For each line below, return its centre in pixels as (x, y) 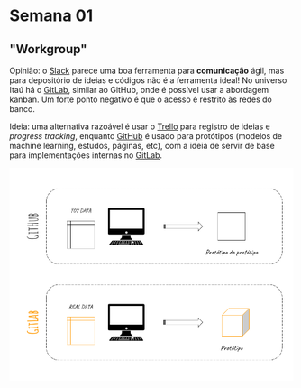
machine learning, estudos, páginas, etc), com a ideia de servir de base (142, 146)
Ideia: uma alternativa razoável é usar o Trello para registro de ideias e (140, 126)
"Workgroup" (48, 49)
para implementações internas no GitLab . (86, 155)
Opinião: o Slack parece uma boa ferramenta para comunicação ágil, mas (147, 70)
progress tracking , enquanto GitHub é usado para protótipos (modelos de (146, 136)
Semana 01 (51, 16)
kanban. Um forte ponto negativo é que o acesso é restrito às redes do (141, 99)
